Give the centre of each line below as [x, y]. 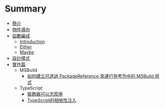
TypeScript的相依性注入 [52, 100]
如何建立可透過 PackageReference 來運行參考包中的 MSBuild [91, 76]
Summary [25, 9]
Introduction [32, 41]
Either [26, 47]
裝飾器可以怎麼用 [45, 94]
